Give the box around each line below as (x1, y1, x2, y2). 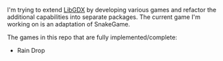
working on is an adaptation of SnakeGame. (7, 20, 131, 28)
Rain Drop (16, 47, 46, 54)
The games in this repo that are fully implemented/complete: (7, 33, 178, 41)
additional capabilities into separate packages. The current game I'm (7, 13, 200, 21)
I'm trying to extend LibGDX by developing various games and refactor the (7, 6, 217, 14)
